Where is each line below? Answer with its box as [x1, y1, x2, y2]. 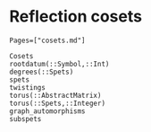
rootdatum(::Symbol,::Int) [9, 59, 110, 68]
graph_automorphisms [9, 106, 87, 116]
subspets [9, 114, 42, 123]
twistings [9, 83, 46, 92]
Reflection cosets [9, 6, 143, 27]
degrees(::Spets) [9, 67, 74, 76]
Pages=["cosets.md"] [9, 36, 87, 45]
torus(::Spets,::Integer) [9, 99, 105, 108]
